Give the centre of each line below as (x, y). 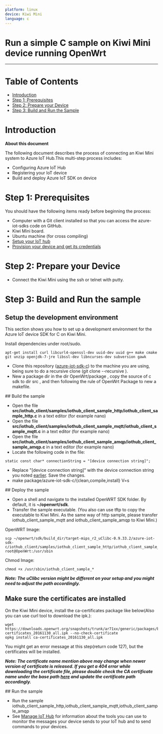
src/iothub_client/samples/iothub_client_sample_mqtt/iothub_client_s (84, 426)
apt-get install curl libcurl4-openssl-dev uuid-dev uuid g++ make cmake (81, 353)
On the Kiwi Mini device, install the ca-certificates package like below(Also (80, 610)
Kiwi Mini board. (28, 231)
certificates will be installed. (33, 652)
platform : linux (21, 10)
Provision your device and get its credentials (56, 247)
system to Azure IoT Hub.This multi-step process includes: (64, 158)
